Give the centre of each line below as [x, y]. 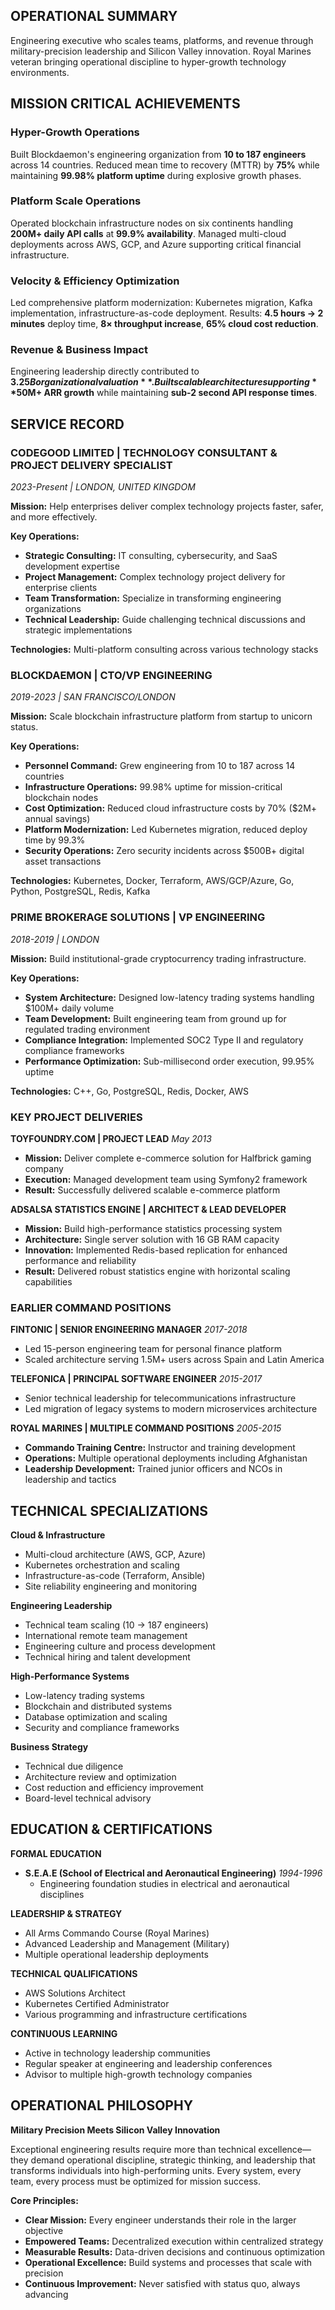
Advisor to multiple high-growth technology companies [138, 2074]
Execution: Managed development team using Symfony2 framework [166, 1179]
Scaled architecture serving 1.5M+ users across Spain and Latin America [174, 1360]
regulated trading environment [87, 1029]
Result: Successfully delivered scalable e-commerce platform [152, 1190]
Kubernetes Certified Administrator [97, 2003]
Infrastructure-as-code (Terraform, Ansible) [115, 1576]
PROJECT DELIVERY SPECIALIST [91, 465]
